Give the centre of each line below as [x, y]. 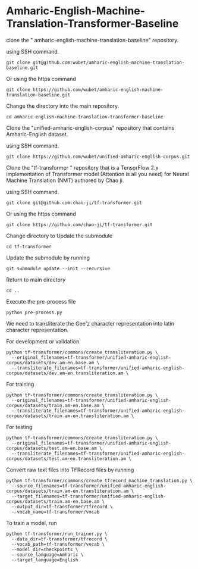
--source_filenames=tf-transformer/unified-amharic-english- [89, 486]
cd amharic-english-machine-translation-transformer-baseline [85, 117]
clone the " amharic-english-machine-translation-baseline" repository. [92, 40]
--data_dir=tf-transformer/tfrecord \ [60, 539]
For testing [19, 427]
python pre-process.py [34, 312]
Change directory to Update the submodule [59, 236]
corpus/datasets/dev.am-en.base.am [50, 362]
